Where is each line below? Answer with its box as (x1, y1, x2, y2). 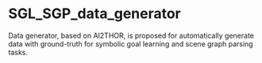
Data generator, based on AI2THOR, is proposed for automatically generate (8, 31, 255, 40)
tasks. (8, 47, 29, 57)
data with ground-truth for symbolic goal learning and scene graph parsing (8, 39, 253, 48)
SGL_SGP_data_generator (8, 5, 181, 23)
